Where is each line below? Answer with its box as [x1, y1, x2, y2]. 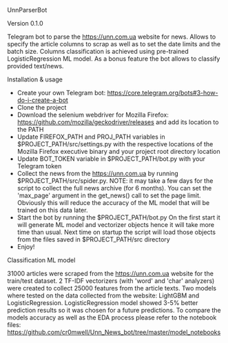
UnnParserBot [7, 6, 48, 14]
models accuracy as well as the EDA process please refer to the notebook [7, 313, 217, 322]
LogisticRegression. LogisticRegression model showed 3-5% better [7, 299, 198, 306]
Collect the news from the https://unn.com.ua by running [17, 169, 179, 177]
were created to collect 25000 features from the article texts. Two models [7, 284, 217, 292]
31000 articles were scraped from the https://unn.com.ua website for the [7, 269, 214, 277]
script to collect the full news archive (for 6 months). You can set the [17, 184, 212, 192]
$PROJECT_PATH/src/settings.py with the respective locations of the [17, 140, 214, 148]
